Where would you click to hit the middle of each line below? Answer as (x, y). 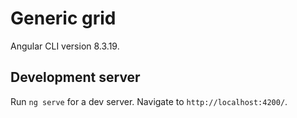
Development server (75, 77)
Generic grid (63, 18)
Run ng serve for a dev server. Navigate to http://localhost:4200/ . (149, 101)
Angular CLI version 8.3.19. (65, 46)
